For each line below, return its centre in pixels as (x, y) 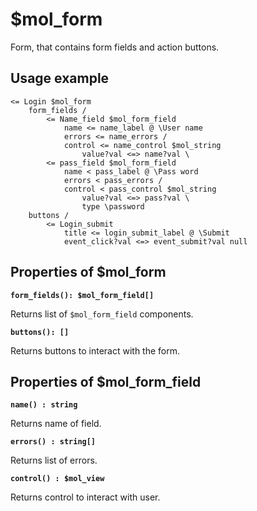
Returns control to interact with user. (85, 497)
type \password (113, 206)
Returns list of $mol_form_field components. (102, 314)
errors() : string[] (53, 442)
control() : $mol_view (57, 479)
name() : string (44, 405)
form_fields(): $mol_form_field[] (82, 295)
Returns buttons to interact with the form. (95, 350)
